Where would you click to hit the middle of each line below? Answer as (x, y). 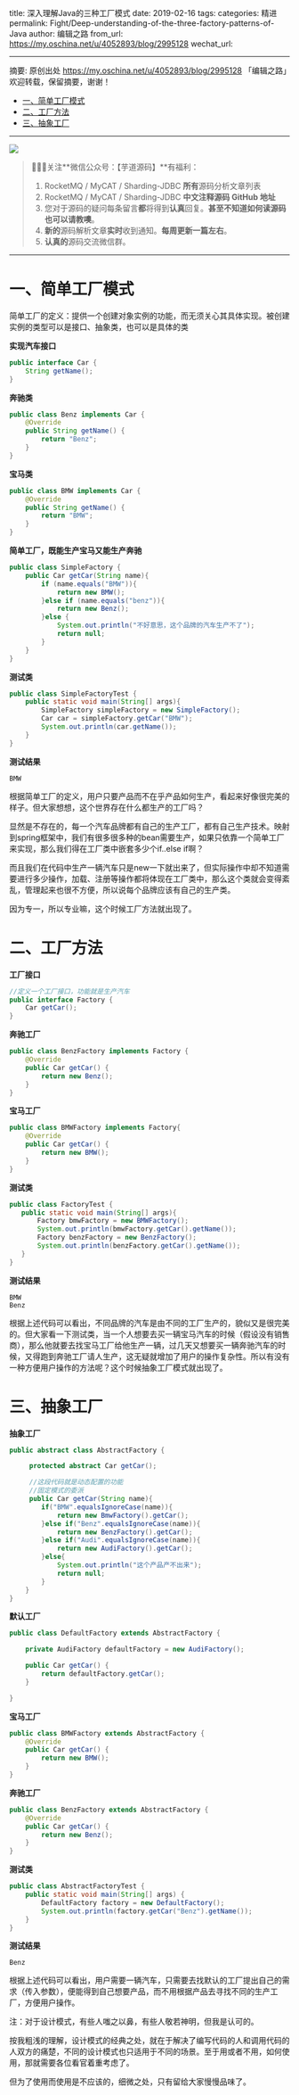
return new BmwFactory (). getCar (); (123, 1515)
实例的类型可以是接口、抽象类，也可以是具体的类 (99, 326)
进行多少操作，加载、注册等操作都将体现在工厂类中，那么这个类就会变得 (149, 878)
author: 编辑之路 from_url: (76, 33)
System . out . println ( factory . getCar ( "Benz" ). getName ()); (147, 1911)
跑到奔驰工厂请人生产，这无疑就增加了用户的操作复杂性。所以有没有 (165, 1356)
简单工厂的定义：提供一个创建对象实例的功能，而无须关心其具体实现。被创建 (149, 316)
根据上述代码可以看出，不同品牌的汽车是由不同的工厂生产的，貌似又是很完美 (149, 1323)
